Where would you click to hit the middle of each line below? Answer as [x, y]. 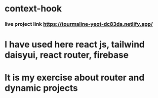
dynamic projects [41, 88]
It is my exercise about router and [75, 78]
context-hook [33, 9]
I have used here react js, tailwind [75, 45]
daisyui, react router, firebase [67, 55]
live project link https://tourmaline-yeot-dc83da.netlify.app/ [79, 24]
